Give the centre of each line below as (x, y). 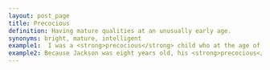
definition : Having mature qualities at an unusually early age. (120, 31)
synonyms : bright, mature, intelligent (75, 38)
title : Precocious (39, 23)
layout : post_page (39, 16)
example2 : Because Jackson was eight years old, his (98, 53)
